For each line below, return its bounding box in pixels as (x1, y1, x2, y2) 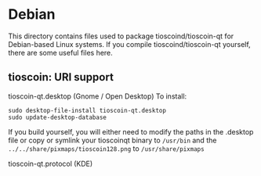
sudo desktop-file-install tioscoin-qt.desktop (8, 106, 167, 114)
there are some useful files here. (8, 48, 114, 57)
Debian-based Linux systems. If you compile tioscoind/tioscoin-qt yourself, (8, 39, 251, 48)
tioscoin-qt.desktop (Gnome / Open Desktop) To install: (8, 92, 187, 101)
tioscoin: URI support (8, 70, 114, 84)
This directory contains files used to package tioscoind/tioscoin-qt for (8, 31, 234, 41)
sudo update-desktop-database (8, 113, 107, 121)
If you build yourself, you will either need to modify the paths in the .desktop (8, 127, 254, 136)
